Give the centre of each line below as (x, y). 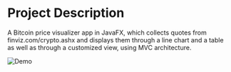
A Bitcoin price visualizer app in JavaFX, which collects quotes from (107, 32)
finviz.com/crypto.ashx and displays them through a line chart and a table (115, 40)
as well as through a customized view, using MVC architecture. (99, 47)
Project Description (66, 13)
